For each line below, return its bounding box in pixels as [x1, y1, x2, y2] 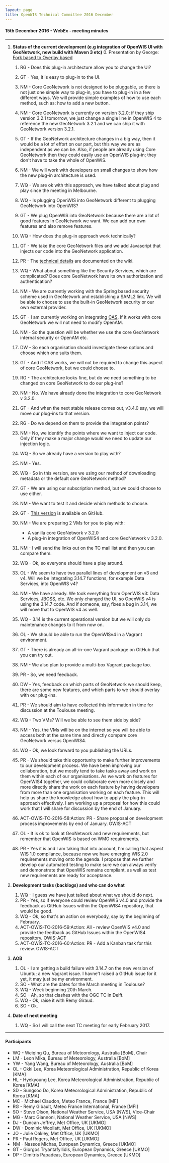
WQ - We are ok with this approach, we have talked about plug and [20, 182, 159, 188]
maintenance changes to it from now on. [20, 621, 104, 627]
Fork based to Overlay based [12, 54, 73, 61]
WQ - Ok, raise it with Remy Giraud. [20, 997, 94, 1003]
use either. [20, 491, 42, 497]
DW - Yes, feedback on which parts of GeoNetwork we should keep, [20, 681, 162, 687]
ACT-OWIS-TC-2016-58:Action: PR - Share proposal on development [20, 815, 163, 821]
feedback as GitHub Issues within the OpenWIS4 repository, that [20, 902, 154, 908]
